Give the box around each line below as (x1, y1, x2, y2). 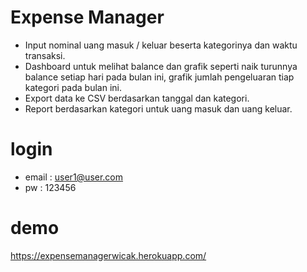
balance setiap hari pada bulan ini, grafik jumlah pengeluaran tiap (24, 71, 295, 83)
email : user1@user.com (24, 171, 124, 183)
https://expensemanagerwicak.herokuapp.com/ (10, 249, 207, 261)
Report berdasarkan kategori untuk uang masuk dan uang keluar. (24, 102, 293, 115)
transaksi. (24, 49, 66, 61)
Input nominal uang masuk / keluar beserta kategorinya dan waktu (24, 39, 298, 51)
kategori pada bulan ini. (24, 81, 123, 93)
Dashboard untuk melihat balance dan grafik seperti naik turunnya (24, 60, 298, 72)
